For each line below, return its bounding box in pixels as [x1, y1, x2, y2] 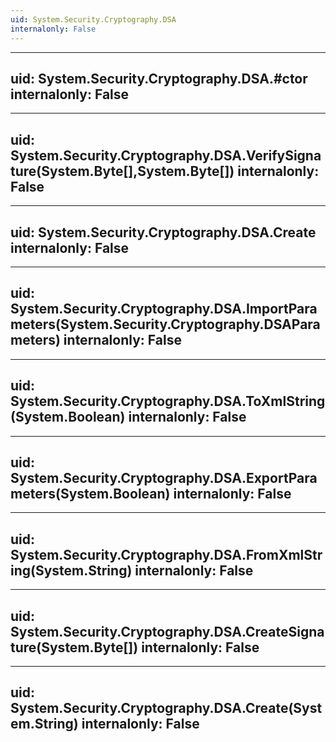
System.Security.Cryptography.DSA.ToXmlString [10, 393, 326, 410]
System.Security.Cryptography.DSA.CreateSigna [10, 623, 325, 640]
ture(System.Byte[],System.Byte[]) [10, 162, 235, 180]
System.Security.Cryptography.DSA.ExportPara [10, 469, 318, 486]
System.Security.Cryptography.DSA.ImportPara [10, 301, 318, 318]
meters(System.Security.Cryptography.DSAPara [10, 316, 321, 333]
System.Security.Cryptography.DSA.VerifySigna [10, 147, 322, 164]
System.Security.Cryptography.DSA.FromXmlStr [10, 546, 323, 563]
